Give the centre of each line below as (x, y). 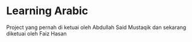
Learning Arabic (47, 11)
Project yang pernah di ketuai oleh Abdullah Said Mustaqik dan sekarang (96, 27)
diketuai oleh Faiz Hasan (37, 33)
